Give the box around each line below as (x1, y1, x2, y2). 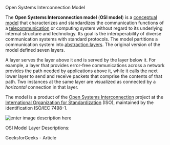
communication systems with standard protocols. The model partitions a (5, 36, 158, 42)
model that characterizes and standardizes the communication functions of (5, 20, 164, 26)
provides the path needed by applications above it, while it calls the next (5, 68, 158, 74)
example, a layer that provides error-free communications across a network (5, 63, 165, 68)
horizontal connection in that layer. (5, 84, 78, 90)
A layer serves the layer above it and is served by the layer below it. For (5, 57, 156, 63)
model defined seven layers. (5, 47, 65, 53)
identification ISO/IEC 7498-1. (5, 105, 68, 111)
